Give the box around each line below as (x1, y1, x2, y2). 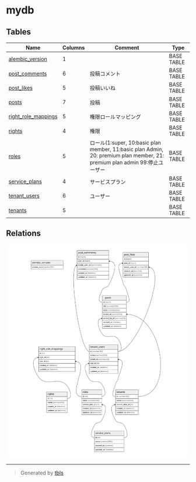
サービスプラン (89, 178, 126, 185)
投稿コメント (89, 70, 121, 77)
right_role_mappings (8, 113, 58, 120)
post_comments (8, 70, 47, 77)
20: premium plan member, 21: (89, 152, 164, 159)
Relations (6, 228, 41, 238)
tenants (8, 206, 27, 214)
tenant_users (8, 192, 40, 199)
